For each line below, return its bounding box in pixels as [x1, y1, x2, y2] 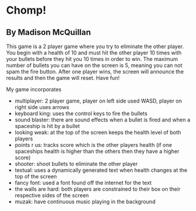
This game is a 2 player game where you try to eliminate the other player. [6, 43, 184, 50]
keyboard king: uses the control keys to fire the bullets [14, 110, 148, 117]
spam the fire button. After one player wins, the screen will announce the [6, 68, 184, 75]
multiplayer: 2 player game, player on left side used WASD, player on [14, 97, 182, 104]
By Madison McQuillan [6, 27, 91, 37]
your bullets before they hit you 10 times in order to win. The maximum [6, 56, 178, 62]
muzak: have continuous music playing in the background [14, 198, 156, 205]
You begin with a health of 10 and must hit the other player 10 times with [6, 49, 182, 56]
